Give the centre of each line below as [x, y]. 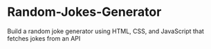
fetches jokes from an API [44, 38]
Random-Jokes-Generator [84, 12]
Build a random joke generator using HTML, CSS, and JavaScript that [105, 31]
